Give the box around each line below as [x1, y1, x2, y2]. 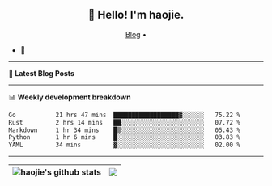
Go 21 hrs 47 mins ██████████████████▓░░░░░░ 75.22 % [8, 111, 241, 119]
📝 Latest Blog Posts [8, 68, 75, 78]
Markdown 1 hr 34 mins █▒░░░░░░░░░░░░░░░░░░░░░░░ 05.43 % [8, 126, 241, 134]
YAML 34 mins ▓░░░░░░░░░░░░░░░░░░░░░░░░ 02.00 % [8, 141, 241, 150]
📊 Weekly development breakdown [8, 92, 131, 102]
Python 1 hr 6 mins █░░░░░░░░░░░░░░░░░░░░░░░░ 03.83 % [8, 133, 241, 142]
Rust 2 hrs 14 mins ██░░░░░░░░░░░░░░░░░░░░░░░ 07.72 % [8, 118, 241, 126]
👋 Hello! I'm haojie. [87, 8, 185, 22]
